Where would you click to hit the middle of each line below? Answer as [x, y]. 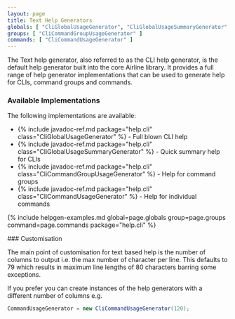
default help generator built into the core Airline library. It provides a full [110, 67]
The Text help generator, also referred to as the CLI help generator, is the [113, 60]
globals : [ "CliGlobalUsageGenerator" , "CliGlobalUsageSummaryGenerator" [117, 27]
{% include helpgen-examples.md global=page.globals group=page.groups [116, 218]
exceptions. [24, 275]
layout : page [26, 14]
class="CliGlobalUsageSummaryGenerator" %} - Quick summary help [119, 152]
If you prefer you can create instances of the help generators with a [105, 288]
